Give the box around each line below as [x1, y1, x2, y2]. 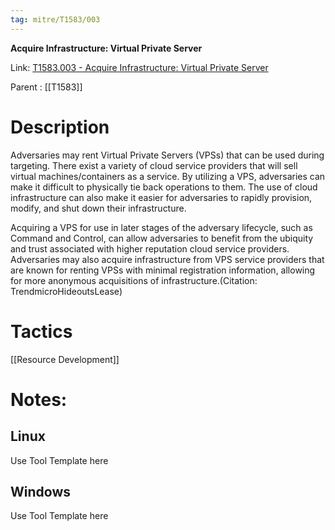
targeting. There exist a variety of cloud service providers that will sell [10, 159, 298, 171]
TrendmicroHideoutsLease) [10, 285, 123, 297]
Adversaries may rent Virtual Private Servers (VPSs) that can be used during [10, 149, 325, 161]
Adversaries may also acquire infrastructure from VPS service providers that [10, 253, 325, 265]
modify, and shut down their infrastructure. [10, 202, 187, 214]
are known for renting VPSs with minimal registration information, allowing [10, 264, 316, 276]
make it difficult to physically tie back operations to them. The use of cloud [10, 181, 318, 193]
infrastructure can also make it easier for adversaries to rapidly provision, [10, 191, 313, 203]
